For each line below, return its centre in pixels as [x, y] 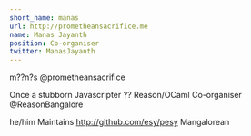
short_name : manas [44, 18]
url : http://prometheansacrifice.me [79, 26]
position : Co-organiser [55, 43]
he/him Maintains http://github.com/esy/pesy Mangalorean [120, 122]
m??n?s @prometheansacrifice [67, 77]
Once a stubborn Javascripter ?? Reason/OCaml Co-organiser [126, 95]
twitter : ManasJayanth [52, 52]
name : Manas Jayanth [49, 34]
